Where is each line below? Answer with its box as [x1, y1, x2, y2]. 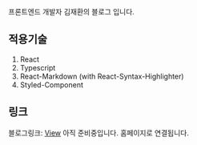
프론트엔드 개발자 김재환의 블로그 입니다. [8, 7, 135, 16]
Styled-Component [19, 79, 84, 90]
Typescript [19, 62, 56, 72]
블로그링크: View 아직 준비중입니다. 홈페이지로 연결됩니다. [8, 127, 190, 138]
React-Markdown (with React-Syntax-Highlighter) [19, 71, 184, 81]
